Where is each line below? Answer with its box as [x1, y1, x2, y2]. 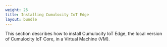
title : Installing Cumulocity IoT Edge [5, 12, 89, 17]
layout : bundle [5, 17, 37, 22]
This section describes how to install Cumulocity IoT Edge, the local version [5, 31, 162, 37]
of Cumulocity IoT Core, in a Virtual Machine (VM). [5, 36, 110, 42]
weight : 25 [5, 7, 28, 13]
